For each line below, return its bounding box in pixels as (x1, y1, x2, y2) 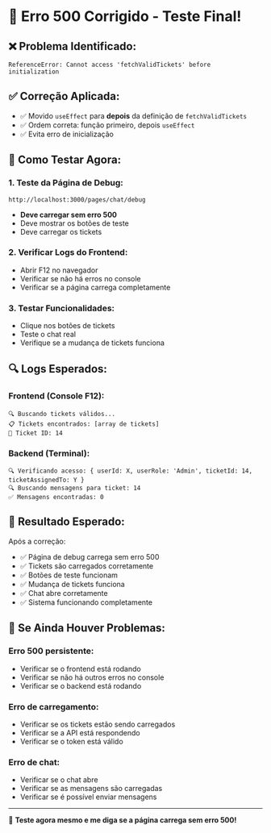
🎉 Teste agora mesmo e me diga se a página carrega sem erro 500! (8, 815, 237, 825)
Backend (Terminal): (8, 448, 90, 459)
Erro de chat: (8, 756, 60, 768)
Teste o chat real (19, 330, 77, 339)
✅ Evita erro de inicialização (19, 129, 115, 139)
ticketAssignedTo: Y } (8, 476, 85, 485)
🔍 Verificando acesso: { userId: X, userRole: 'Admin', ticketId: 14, (8, 467, 252, 475)
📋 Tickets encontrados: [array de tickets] (8, 419, 160, 428)
